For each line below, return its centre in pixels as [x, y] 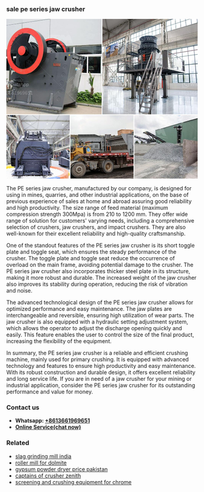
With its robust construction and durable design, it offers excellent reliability [101, 372]
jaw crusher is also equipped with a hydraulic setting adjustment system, [97, 322]
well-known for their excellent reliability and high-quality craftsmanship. [96, 234]
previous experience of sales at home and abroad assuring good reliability [99, 201]
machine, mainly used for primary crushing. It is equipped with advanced [98, 359]
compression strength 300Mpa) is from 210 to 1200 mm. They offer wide [97, 214]
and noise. [19, 290]
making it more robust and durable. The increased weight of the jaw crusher [101, 277]
